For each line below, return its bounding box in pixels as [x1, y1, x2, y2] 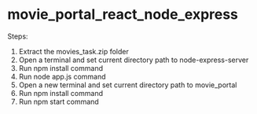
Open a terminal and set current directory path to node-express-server [18, 55, 249, 64]
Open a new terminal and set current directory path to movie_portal [18, 80, 237, 90]
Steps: [7, 31, 28, 41]
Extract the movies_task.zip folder [18, 46, 129, 56]
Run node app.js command [18, 72, 107, 81]
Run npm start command [18, 97, 99, 106]
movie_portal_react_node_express [7, 6, 239, 24]
